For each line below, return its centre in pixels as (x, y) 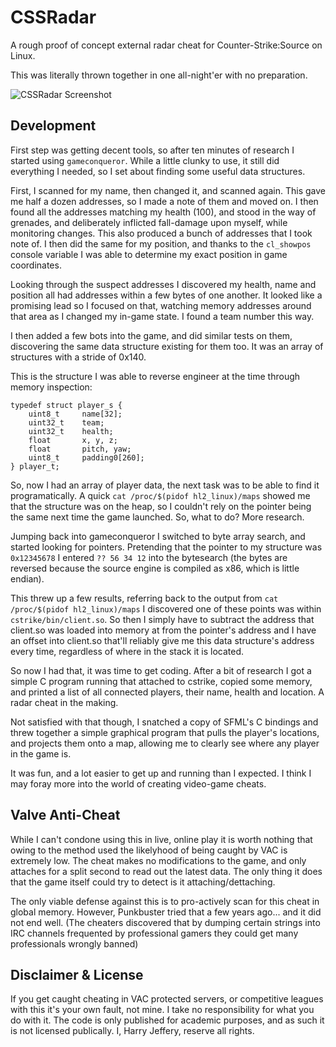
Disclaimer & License (77, 974)
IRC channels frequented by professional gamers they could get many (154, 933)
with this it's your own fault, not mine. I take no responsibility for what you (162, 1010)
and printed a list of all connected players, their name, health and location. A (167, 692)
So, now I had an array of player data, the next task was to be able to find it (165, 485)
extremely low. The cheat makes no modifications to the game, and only (158, 860)
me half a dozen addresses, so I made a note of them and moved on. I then (164, 201)
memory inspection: (51, 387)
